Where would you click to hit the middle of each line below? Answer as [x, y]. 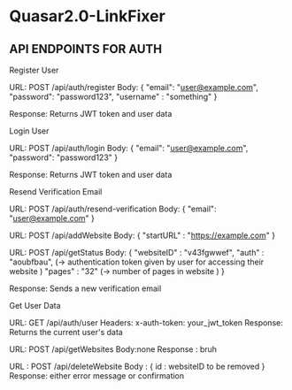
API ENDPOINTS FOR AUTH [86, 49]
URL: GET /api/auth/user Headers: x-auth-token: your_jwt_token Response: [146, 323]
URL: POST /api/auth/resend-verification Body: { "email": [113, 209]
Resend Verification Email [56, 191]
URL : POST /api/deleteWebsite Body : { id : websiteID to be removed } [137, 366]
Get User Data [35, 306]
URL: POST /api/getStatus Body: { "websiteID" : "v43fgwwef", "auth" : [137, 252]
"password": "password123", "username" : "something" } [113, 96]
